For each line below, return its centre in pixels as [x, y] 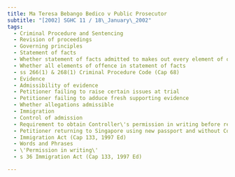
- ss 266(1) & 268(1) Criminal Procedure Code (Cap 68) [97, 72]
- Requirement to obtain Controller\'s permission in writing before [117, 124]
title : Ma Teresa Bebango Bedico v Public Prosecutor [87, 14]
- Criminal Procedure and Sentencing [69, 33]
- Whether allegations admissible [64, 105]
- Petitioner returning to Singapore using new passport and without [117, 131]
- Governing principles [48, 46]
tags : [15, 27]
